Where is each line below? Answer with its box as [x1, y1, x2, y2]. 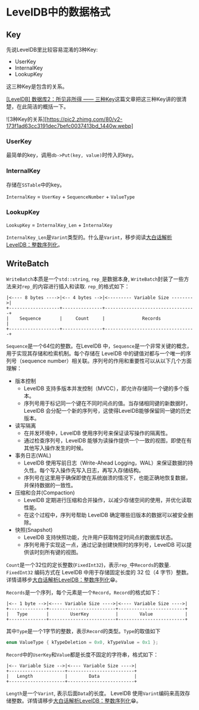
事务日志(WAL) [14, 451, 52, 459]
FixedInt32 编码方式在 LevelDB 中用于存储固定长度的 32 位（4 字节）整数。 [6, 568, 192, 575]
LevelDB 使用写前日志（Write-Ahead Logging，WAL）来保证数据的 [23, 459, 188, 466]
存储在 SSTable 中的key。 [6, 181, 66, 188]
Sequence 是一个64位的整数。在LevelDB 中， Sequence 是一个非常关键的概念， [6, 342, 192, 349]
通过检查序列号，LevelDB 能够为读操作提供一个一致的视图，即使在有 [23, 437, 192, 444]
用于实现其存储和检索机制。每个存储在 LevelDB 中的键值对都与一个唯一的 [6, 350, 186, 357]
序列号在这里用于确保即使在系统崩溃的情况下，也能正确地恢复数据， [23, 474, 191, 481]
